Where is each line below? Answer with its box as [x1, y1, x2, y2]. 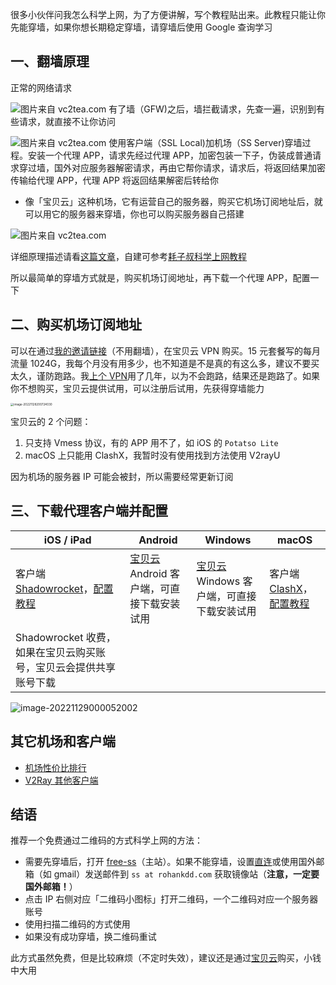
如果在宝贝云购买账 [15, 645, 107, 659]
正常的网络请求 [10, 81, 72, 93]
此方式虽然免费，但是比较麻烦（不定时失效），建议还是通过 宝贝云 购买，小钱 [10, 952, 322, 964]
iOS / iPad [43, 533, 92, 547]
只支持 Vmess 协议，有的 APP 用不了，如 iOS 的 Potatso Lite [24, 436, 279, 448]
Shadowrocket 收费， [15, 630, 117, 644]
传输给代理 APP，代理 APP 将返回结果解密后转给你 [10, 174, 219, 186]
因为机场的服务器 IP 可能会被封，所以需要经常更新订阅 [10, 470, 234, 482]
